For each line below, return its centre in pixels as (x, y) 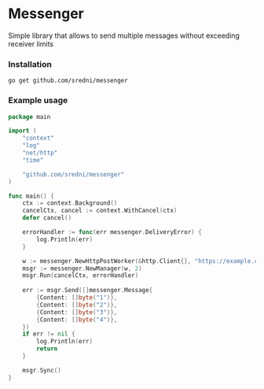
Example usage (38, 101)
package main (29, 117)
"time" (33, 160)
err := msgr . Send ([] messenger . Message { (88, 291)
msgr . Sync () (42, 370)
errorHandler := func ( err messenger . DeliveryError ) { (112, 232)
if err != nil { (49, 334)
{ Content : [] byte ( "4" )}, (77, 320)
